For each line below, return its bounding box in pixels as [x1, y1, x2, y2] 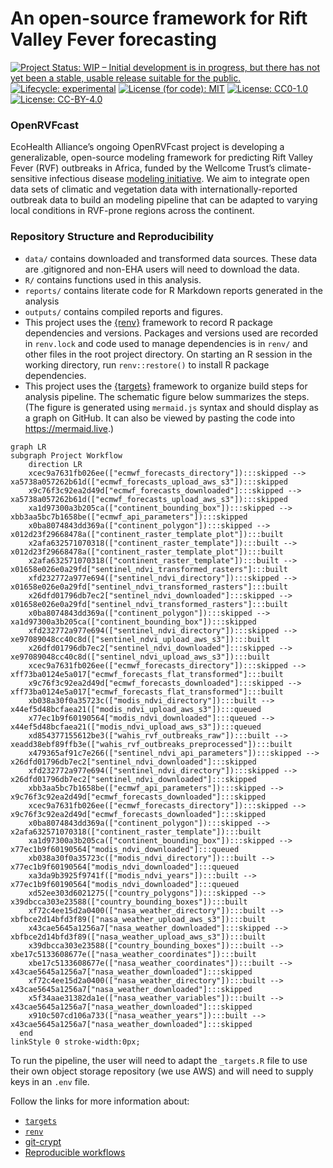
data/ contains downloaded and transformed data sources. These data [24, 252, 318, 264]
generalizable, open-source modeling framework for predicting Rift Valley [10, 152, 313, 164]
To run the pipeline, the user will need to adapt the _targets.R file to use [10, 1054, 308, 1066]
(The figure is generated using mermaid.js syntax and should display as [24, 401, 319, 413]
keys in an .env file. [10, 1075, 90, 1087]
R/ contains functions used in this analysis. [24, 273, 202, 286]
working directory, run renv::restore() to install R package [24, 358, 270, 371]
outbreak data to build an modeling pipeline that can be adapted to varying [10, 194, 318, 206]
